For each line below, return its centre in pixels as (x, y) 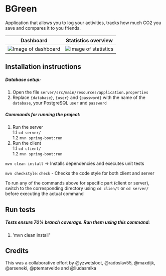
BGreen (21, 9)
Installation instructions (43, 67)
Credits (17, 251)
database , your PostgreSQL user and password (59, 103)
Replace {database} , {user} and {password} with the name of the (79, 98)
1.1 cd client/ (27, 148)
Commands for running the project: (43, 114)
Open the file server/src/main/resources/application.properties (80, 92)
